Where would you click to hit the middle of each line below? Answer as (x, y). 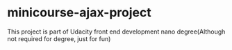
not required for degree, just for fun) (59, 38)
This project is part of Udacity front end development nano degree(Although (116, 32)
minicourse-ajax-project (79, 13)
